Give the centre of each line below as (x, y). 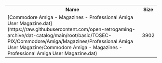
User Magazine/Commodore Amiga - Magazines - (65, 47)
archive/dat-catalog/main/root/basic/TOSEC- (60, 35)
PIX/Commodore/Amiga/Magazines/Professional (62, 41)
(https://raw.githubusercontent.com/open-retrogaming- (71, 29)
